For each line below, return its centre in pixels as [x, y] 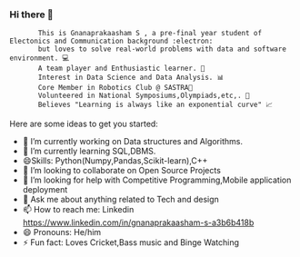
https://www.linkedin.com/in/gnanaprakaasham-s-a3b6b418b [138, 222]
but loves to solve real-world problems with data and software [162, 49]
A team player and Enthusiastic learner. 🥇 [121, 69]
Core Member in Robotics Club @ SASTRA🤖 [115, 88]
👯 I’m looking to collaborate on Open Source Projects [121, 171]
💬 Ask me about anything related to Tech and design [121, 200]
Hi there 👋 [32, 15]
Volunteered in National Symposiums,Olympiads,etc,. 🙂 [144, 96]
